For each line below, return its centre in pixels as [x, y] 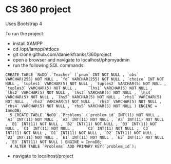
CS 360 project [38, 9]
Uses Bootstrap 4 [24, 24]
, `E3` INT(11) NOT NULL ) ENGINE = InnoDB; [54, 142]
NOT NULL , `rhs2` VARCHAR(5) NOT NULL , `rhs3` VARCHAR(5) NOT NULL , [83, 101]
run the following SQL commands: [49, 65]
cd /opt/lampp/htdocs [36, 49]
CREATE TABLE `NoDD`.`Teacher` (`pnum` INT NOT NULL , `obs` [72, 75]
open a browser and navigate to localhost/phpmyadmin [71, 59]
